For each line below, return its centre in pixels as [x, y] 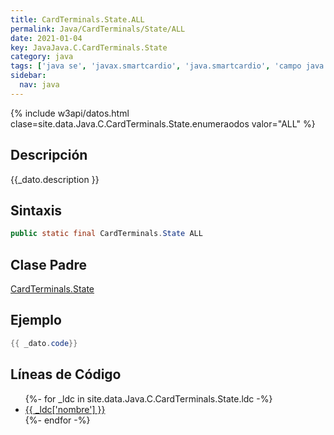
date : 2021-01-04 [46, 38]
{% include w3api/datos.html [70, 113]
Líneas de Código [66, 374]
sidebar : [28, 76]
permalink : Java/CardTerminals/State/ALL [98, 29]
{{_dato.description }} [55, 179]
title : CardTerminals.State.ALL [77, 19]
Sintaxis [36, 210]
